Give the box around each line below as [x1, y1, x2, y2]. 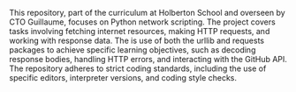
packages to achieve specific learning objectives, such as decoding [9, 45, 256, 55]
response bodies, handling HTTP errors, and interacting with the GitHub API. [9, 54, 287, 64]
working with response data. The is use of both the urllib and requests [9, 35, 265, 46]
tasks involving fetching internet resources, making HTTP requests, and [9, 26, 270, 36]
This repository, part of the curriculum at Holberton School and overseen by [9, 8, 285, 18]
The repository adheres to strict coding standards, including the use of [9, 63, 267, 74]
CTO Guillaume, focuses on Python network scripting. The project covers [9, 17, 276, 27]
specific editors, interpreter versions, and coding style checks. [9, 73, 237, 82]
